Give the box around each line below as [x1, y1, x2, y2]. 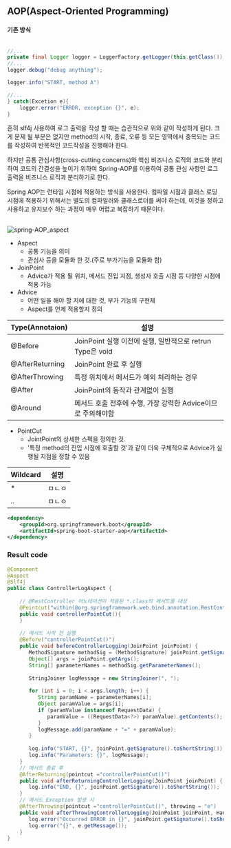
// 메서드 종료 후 [19, 765, 64, 771]
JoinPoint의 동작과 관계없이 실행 [74, 385, 174, 395]
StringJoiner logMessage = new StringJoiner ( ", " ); [28, 675, 180, 682]
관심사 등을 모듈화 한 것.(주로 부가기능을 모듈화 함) [27, 255, 162, 264]
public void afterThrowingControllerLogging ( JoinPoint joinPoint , [19, 809, 214, 816]
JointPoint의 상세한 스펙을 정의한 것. [27, 434, 126, 443]
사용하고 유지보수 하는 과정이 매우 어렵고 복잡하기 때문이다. [7, 205, 165, 213]
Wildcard [10, 470, 41, 479]
